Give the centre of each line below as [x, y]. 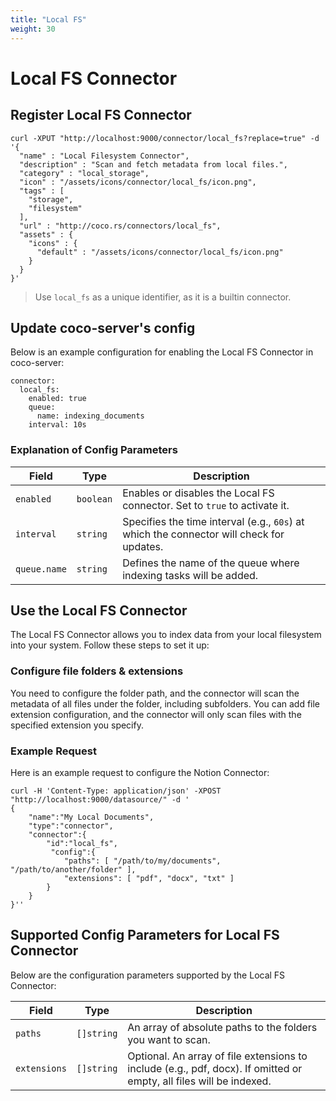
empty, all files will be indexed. [199, 1081]
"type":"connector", [71, 826]
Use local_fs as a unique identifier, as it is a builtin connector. [163, 297]
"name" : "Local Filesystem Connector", [104, 156]
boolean [94, 499]
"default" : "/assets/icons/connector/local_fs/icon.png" [160, 252]
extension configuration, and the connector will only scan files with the [156, 714]
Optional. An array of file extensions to [217, 1056]
